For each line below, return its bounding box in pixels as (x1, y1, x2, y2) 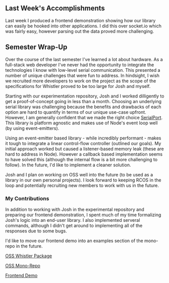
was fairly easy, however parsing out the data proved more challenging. (5, 28, 154, 34)
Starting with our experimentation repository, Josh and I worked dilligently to (5, 93, 164, 99)
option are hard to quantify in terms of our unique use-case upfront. (5, 109, 146, 115)
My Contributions (5, 195, 49, 202)
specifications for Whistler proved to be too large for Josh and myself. (5, 83, 151, 89)
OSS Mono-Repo (5, 262, 40, 268)
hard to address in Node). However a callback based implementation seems (5, 151, 163, 157)
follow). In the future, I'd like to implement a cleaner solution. (5, 162, 131, 168)
